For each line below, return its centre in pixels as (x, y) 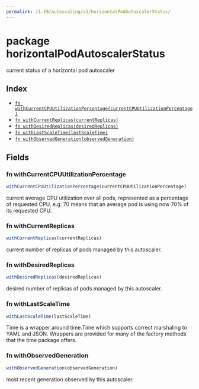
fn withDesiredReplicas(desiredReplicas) (66, 126)
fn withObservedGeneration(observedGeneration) (74, 139)
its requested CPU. (29, 210)
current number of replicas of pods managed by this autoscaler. (84, 249)
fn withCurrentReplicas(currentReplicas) (66, 120)
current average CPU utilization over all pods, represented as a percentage (97, 198)
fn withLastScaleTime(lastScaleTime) (61, 133)
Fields (18, 157)
